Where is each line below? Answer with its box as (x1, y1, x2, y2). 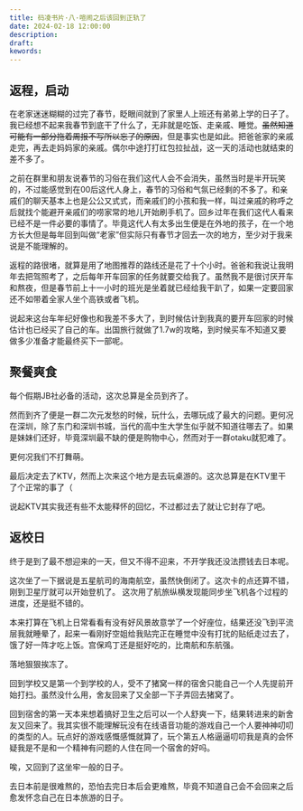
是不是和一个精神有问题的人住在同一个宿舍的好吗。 (24, 742, 215, 753)
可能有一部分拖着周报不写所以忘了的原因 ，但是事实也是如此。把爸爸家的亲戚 (9, 130, 294, 141)
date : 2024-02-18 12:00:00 (9, 22, 111, 31)
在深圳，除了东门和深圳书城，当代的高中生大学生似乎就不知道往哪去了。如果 (9, 420, 294, 431)
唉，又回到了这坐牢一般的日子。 (9, 761, 128, 772)
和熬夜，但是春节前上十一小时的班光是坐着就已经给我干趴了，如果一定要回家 (9, 282, 294, 293)
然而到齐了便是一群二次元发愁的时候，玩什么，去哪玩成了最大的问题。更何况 (9, 409, 294, 420)
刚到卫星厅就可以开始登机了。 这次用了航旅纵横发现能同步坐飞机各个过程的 (9, 586, 289, 597)
